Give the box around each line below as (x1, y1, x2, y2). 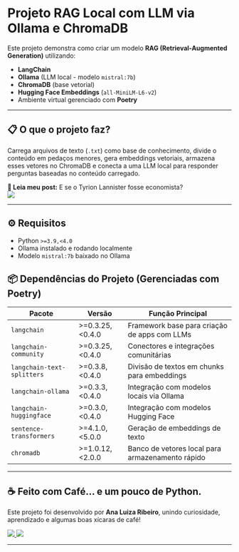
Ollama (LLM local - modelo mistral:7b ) (17, 73, 136, 81)
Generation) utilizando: (7, 51, 76, 60)
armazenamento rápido (127, 453, 206, 463)
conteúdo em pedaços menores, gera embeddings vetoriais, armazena (7, 153, 216, 162)
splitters (11, 371, 44, 379)
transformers (11, 432, 55, 440)
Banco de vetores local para (127, 444, 222, 454)
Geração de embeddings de (127, 423, 221, 433)
